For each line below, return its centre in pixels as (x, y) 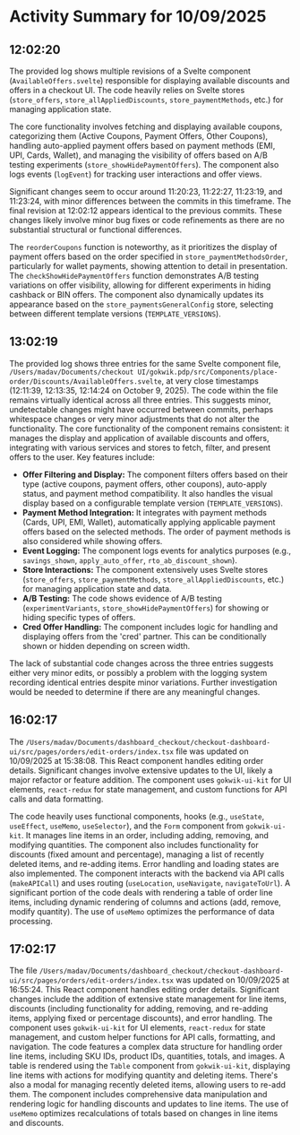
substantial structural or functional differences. (96, 230)
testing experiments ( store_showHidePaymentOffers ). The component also (144, 165)
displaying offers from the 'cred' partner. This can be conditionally (144, 636)
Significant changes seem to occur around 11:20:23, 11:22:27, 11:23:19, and (146, 191)
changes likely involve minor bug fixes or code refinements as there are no (147, 220)
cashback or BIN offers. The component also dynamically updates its (137, 295)
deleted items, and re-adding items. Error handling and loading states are (144, 863)
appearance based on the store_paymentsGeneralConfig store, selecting (141, 304)
